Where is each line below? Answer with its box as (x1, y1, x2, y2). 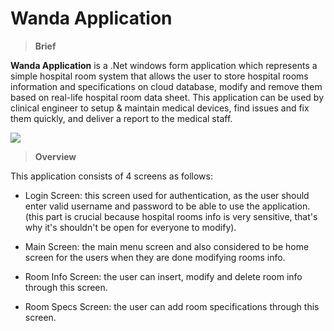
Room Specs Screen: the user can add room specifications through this (24, 300, 320, 312)
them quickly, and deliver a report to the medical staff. (10, 112, 233, 124)
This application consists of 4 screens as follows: (10, 170, 213, 182)
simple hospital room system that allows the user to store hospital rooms (10, 70, 309, 82)
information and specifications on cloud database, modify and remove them (10, 80, 323, 92)
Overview (34, 150, 77, 162)
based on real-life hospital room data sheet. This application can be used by (10, 91, 325, 103)
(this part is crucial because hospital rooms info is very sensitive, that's (24, 210, 318, 222)
